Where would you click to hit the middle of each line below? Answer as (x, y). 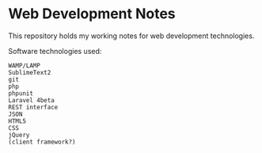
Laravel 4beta (32, 100)
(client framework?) (42, 142)
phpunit (21, 93)
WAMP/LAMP (25, 65)
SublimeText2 (30, 72)
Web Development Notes (92, 14)
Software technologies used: (55, 51)
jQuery (19, 135)
